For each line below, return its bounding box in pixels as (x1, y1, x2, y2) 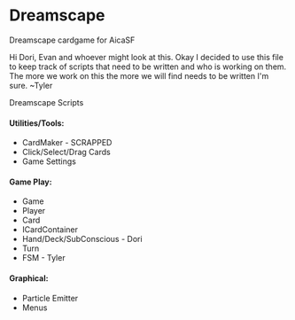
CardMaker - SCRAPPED (21, 137, 113, 148)
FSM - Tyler (21, 253, 66, 263)
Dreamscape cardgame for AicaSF (9, 35, 136, 45)
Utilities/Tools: (9, 117, 65, 129)
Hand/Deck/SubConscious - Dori (21, 234, 144, 245)
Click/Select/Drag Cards (21, 147, 111, 158)
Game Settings (21, 156, 77, 167)
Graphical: (9, 272, 49, 284)
